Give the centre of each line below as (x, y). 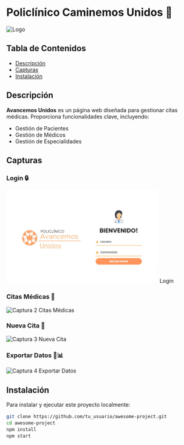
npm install (21, 429)
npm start (19, 436)
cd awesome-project (31, 423)
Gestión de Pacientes (42, 128)
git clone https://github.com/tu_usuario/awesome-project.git (87, 416)
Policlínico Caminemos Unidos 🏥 (90, 12)
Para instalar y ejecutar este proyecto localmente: (68, 404)
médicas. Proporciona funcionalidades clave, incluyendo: (78, 116)
